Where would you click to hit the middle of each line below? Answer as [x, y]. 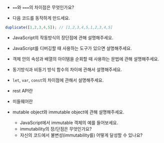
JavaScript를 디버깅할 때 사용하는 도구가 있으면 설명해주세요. [72, 48]
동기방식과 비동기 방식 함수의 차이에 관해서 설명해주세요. [67, 69]
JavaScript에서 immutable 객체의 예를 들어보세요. [69, 122]
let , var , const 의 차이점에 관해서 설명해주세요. [58, 80]
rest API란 [23, 90]
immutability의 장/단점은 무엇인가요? [56, 128]
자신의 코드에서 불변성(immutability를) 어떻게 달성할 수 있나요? [81, 135]
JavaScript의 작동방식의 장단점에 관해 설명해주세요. [63, 37]
